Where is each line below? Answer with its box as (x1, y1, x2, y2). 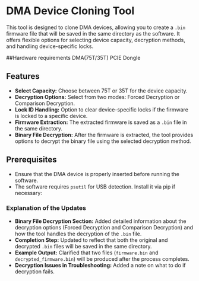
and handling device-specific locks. (6, 43, 94, 50)
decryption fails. (14, 268, 55, 275)
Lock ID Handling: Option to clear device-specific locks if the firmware (14, 106, 189, 113)
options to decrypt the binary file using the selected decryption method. (14, 138, 191, 145)
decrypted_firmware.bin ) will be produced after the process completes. (14, 255, 190, 262)
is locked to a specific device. (14, 112, 88, 119)
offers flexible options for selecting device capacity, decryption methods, (6, 36, 186, 43)
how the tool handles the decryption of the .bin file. (14, 230, 142, 237)
